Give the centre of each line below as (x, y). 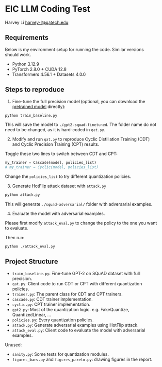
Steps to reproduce (35, 90)
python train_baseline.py (31, 115)
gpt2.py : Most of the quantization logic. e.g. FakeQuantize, (71, 309)
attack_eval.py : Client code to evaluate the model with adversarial (79, 330)
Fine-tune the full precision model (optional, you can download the (79, 101)
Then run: (15, 238)
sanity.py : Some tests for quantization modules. (60, 354)
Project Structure (32, 262)
